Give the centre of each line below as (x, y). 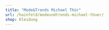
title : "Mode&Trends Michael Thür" (43, 10)
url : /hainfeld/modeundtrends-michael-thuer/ (54, 15)
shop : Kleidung (21, 19)
